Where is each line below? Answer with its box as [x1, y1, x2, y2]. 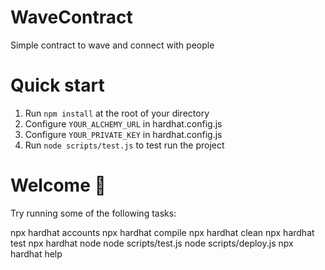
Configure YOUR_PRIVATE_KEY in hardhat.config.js [24, 128, 223, 140]
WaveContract [10, 6, 133, 29]
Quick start [10, 74, 105, 97]
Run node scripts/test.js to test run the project [24, 139, 225, 151]
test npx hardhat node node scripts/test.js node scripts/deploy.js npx [10, 237, 294, 249]
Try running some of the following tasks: [10, 207, 177, 219]
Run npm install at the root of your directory [24, 107, 210, 119]
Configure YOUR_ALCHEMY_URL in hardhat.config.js [24, 117, 223, 130]
